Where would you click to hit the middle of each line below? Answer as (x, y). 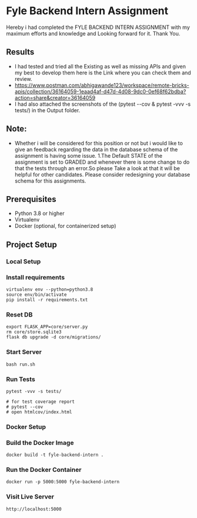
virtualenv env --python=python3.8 (50, 289)
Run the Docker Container (44, 470)
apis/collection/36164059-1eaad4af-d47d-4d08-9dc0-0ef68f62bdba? (100, 91)
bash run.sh (21, 364)
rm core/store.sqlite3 (34, 332)
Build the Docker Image (40, 442)
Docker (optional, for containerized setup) (65, 226)
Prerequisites (31, 199)
